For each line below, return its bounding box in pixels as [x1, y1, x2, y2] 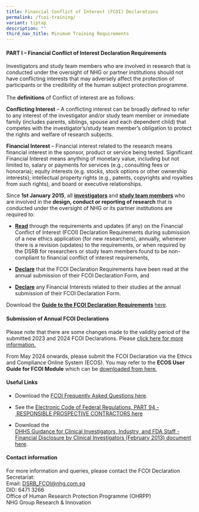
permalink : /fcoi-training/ [6, 14, 76, 20]
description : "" [6, 25, 46, 32]
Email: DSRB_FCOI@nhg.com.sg [6, 480, 85, 487]
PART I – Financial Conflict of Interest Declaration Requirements [6, 49, 167, 57]
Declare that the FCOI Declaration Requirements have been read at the [14, 266, 189, 273]
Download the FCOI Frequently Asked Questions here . [14, 392, 148, 399]
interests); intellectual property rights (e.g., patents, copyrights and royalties [6, 174, 194, 182]
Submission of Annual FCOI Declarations [6, 315, 109, 322]
